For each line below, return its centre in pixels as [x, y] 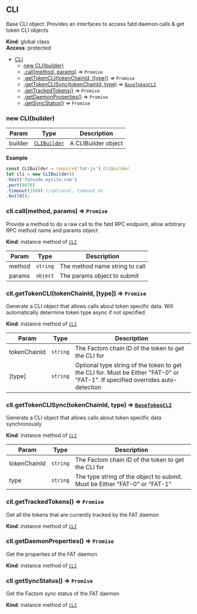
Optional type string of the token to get [128, 365]
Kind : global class [28, 41]
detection [88, 387]
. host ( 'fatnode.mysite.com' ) [42, 180]
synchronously [24, 424]
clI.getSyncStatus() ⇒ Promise [50, 580]
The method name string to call [103, 266]
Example [17, 158]
